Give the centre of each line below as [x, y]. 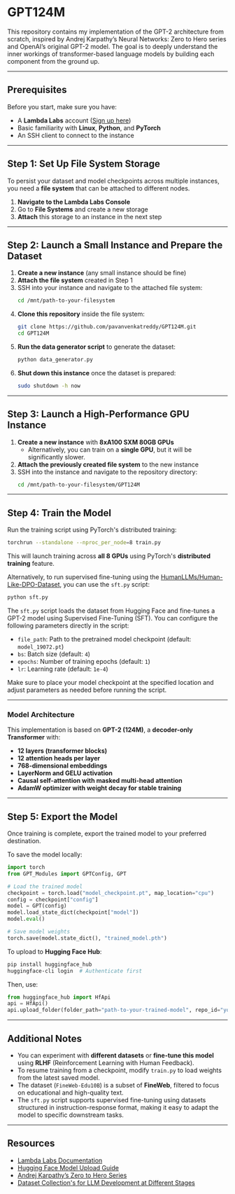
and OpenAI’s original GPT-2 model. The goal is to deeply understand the [113, 46]
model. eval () [26, 919]
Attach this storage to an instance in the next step [90, 216]
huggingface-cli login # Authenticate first [74, 971]
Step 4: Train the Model [59, 513]
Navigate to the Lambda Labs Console [74, 202]
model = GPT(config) [37, 906]
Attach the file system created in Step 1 [75, 280]
